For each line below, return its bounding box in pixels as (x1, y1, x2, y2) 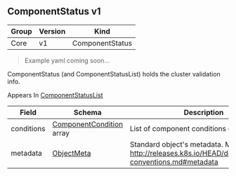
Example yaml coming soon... (24, 56, 110, 65)
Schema (73, 107, 102, 117)
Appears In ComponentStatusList (7, 90, 103, 99)
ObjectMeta (52, 148, 91, 158)
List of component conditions (129, 123, 227, 133)
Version (39, 26, 66, 36)
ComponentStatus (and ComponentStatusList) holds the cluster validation (7, 69, 221, 78)
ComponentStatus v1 (7, 6, 101, 18)
